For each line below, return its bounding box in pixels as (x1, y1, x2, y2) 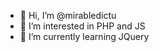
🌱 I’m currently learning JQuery (19, 31, 150, 42)
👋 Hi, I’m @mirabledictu (19, 10, 117, 21)
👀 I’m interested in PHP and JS (19, 20, 146, 32)
